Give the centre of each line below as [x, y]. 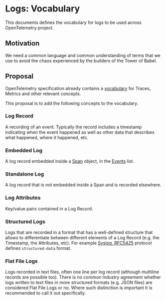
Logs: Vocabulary [43, 9]
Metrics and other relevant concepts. [43, 94]
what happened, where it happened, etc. [47, 137]
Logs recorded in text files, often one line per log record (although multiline [82, 272]
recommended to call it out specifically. [46, 293]
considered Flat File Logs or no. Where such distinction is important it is [79, 288]
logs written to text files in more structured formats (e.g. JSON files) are [79, 283]
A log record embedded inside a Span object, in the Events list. [70, 161]
